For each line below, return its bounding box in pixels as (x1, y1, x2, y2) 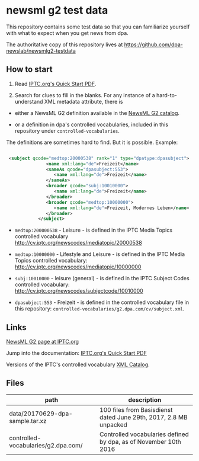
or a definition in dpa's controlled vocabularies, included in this (14, 121, 169, 128)
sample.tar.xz (9, 417, 47, 425)
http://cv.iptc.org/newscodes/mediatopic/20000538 (14, 239, 142, 246)
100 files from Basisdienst (99, 405, 173, 414)
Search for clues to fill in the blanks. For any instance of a (14, 91, 155, 98)
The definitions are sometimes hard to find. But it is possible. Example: (6, 139, 178, 146)
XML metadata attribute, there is (44, 98, 123, 105)
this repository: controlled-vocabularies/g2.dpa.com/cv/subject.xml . (14, 305, 185, 312)
